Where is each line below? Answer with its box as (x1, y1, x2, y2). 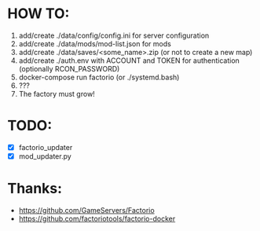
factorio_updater (18, 142, 73, 152)
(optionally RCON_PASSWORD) (18, 64, 120, 73)
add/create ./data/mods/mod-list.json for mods (18, 38, 172, 48)
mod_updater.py (18, 151, 71, 161)
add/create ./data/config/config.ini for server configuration (18, 31, 210, 40)
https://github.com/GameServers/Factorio (18, 205, 155, 214)
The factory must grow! (18, 89, 95, 98)
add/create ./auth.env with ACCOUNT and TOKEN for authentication (18, 56, 240, 65)
